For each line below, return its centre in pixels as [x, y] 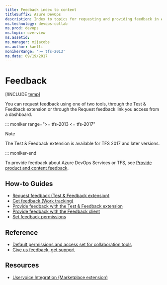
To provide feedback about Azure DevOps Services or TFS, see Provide [79, 163]
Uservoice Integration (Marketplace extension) [60, 277]
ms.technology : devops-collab [37, 24]
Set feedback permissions [39, 217]
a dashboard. [19, 114]
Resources [22, 265]
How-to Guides [29, 184]
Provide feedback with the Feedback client [56, 211]
